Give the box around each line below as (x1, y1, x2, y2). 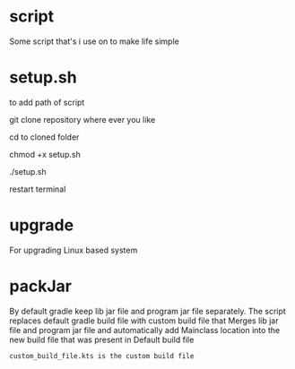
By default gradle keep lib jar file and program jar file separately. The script (9, 305, 287, 316)
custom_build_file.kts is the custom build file (9, 351, 195, 360)
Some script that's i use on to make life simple (9, 36, 179, 47)
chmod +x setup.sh (9, 149, 81, 159)
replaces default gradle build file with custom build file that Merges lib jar (9, 315, 279, 326)
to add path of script (9, 97, 85, 107)
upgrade (9, 215, 74, 236)
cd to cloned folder (9, 132, 80, 142)
